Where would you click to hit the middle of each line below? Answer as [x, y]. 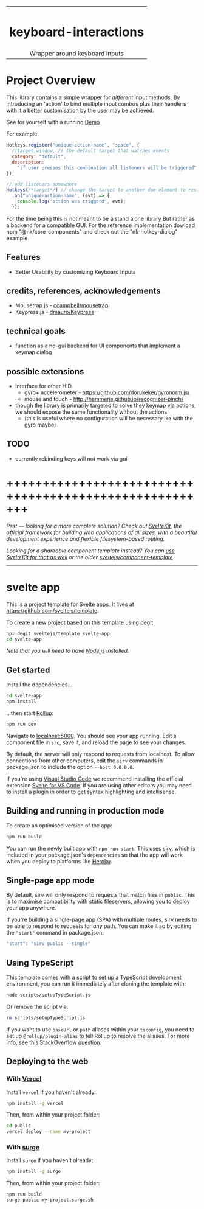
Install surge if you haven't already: [50, 1160]
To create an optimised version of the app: [59, 825]
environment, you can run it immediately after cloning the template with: [96, 984]
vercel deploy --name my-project [49, 1132]
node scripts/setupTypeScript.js [49, 995]
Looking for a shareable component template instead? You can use [90, 551]
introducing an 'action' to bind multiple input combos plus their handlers [96, 104]
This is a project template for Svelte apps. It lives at [70, 604]
